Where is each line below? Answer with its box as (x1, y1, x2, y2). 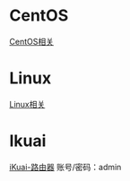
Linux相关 (9, 99, 46, 109)
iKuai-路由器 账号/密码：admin (9, 161, 122, 172)
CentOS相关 (9, 36, 54, 47)
